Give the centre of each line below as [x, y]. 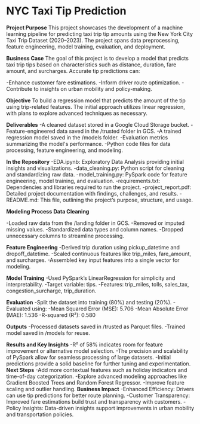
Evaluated [19, 309]
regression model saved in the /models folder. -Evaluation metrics [87, 137]
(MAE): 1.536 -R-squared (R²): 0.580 [51, 315]
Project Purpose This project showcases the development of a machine [95, 28]
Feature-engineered [31, 131]
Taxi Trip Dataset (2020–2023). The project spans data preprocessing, [93, 40]
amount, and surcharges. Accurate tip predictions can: [73, 71]
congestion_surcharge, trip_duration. [51, 291]
